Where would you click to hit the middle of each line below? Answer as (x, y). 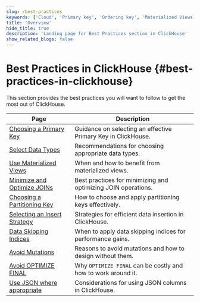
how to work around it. (106, 273)
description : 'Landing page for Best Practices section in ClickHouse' (97, 34)
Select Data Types (35, 149)
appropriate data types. (107, 153)
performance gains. (102, 238)
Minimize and (28, 180)
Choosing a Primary (37, 128)
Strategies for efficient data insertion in (129, 214)
